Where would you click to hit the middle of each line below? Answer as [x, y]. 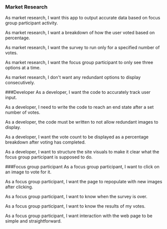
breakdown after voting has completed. [46, 142]
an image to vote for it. [28, 172]
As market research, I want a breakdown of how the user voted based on [80, 33]
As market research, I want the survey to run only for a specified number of [83, 48]
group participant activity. [32, 23]
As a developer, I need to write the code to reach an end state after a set [80, 107]
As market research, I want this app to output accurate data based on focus [83, 18]
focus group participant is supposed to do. [49, 157]
